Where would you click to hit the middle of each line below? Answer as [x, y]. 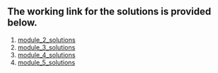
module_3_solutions [46, 47]
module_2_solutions [46, 40]
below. [22, 23]
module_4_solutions [46, 55]
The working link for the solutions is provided [109, 12]
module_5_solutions [46, 62]
